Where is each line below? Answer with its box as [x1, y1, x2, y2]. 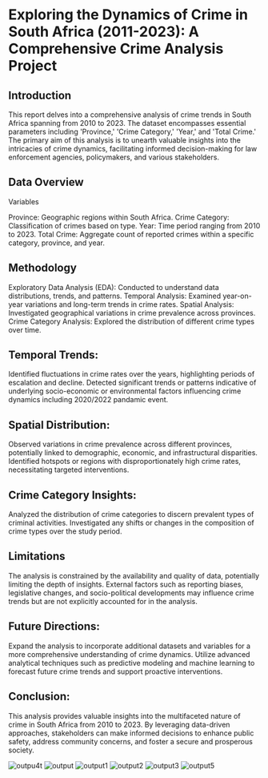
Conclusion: [8, 690, 70, 703]
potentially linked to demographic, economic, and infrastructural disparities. [8, 448, 258, 458]
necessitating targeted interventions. [8, 465, 130, 474]
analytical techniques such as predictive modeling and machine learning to [8, 658, 255, 667]
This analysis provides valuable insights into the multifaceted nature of [8, 711, 242, 720]
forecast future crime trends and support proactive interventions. [8, 667, 223, 676]
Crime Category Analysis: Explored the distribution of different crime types [8, 316, 254, 326]
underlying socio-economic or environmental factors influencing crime [8, 386, 242, 396]
